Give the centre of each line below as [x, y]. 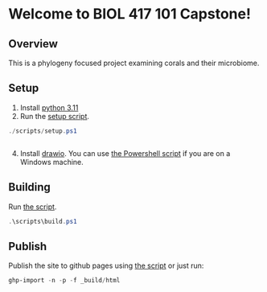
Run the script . [33, 207]
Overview [33, 44]
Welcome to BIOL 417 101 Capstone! [130, 14]
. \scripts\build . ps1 [43, 221]
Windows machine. [52, 162]
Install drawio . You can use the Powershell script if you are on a [125, 153]
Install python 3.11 [49, 107]
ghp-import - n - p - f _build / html [64, 281]
